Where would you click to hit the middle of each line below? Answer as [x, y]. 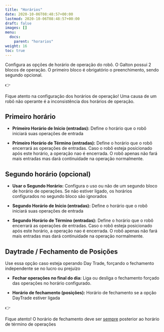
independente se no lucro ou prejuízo [43, 268]
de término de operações [31, 324]
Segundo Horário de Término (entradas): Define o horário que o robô [83, 220]
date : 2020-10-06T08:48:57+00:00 [39, 14]
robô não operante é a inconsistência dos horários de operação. [70, 101]
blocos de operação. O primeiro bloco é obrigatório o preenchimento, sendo [82, 70]
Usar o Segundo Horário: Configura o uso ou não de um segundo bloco [85, 186]
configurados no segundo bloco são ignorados [59, 196]
